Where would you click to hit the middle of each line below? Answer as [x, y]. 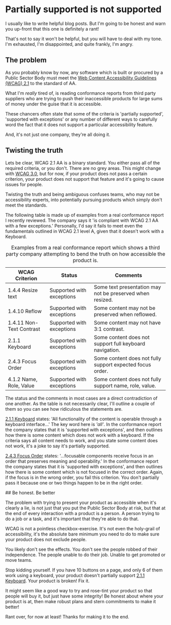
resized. [103, 300]
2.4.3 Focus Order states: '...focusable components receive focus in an [79, 456]
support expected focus [122, 364]
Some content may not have [127, 323]
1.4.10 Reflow [25, 311]
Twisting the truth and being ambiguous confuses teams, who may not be [82, 194]
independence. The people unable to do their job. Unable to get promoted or [85, 555]
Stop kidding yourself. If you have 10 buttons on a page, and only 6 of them [84, 570]
